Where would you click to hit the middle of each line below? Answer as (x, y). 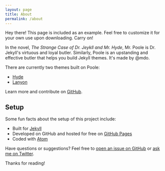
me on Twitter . (20, 154)
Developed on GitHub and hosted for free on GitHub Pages (72, 134)
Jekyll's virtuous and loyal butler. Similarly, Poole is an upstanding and (77, 53)
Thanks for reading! (25, 163)
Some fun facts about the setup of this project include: (61, 119)
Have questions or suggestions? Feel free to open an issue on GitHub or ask (82, 148)
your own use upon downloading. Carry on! (49, 38)
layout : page (19, 10)
